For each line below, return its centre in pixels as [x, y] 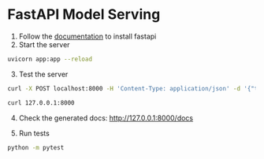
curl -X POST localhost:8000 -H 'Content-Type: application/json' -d [124, 88]
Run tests [34, 133]
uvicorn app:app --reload [50, 59]
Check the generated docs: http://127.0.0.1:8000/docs [106, 118]
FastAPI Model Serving [84, 15]
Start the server [44, 44]
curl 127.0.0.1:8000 [41, 103]
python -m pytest [36, 147]
